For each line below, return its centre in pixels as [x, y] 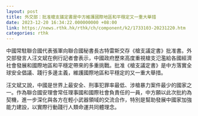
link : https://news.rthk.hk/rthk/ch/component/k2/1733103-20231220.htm [96, 28]
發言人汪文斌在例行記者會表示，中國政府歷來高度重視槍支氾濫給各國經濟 [104, 58]
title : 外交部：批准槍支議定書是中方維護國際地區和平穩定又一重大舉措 [81, 17]
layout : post [22, 11]
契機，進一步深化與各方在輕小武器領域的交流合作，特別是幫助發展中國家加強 [99, 100]
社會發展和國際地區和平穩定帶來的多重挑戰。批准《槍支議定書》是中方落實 [96, 66]
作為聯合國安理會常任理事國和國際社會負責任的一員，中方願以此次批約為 [104, 93]
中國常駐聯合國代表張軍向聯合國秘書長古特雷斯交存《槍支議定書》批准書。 [96, 51]
